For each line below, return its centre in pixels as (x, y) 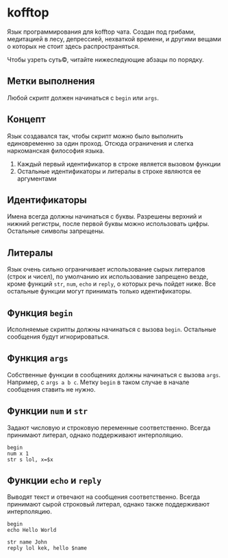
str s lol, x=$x (30, 459)
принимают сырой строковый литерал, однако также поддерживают (109, 504)
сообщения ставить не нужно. (51, 389)
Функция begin (40, 313)
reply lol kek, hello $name (47, 548)
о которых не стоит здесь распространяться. (74, 46)
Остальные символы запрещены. (56, 231)
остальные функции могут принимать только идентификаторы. (100, 291)
